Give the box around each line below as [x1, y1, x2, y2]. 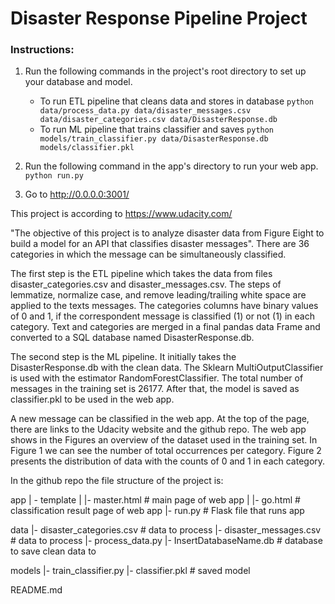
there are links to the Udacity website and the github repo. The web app [10, 423, 307, 436]
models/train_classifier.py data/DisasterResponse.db [39, 134, 269, 144]
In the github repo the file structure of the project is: [10, 475, 224, 487]
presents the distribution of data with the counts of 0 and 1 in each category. [10, 455, 326, 467]
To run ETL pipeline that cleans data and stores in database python [39, 95, 315, 107]
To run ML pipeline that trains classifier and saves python [39, 123, 275, 136]
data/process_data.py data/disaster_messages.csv [39, 106, 252, 116]
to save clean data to [10, 545, 97, 557]
